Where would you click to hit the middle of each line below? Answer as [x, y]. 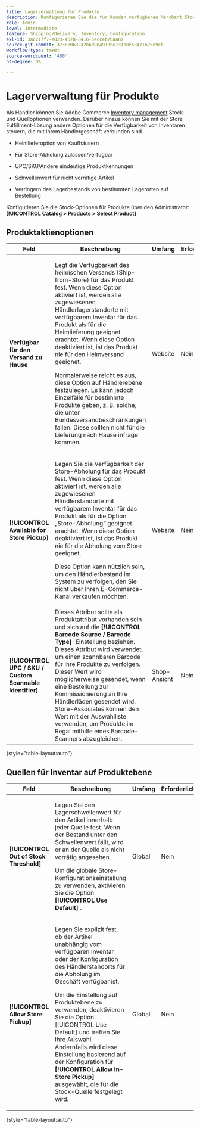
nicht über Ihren [77, 589]
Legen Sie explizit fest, [86, 929]
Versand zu [26, 357]
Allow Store [26, 1015]
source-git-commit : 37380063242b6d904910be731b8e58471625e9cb [85, 45]
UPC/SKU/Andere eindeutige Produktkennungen [74, 166]
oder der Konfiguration [86, 959]
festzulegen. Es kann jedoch [94, 390]
